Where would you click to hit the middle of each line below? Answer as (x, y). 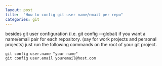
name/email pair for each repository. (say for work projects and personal (81, 39)
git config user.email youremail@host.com (51, 58)
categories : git (22, 19)
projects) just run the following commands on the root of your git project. (81, 45)
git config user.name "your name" (42, 54)
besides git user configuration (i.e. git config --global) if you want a (75, 34)
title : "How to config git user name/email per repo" (64, 15)
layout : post (19, 10)
